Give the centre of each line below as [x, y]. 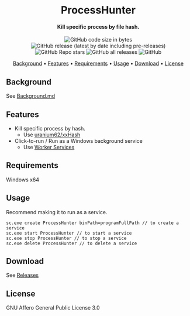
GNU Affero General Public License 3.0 [53, 308]
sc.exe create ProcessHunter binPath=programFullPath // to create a [93, 223]
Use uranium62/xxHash [52, 135]
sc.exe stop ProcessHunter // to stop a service [66, 238]
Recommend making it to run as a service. [57, 212]
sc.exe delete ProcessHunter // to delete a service [72, 243]
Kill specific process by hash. [50, 129]
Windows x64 [23, 180]
